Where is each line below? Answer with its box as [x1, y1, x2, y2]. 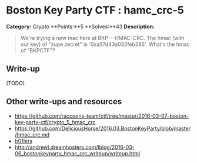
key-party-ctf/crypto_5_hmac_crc [14, 118, 96, 125]
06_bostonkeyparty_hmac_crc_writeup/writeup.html [14, 149, 140, 157]
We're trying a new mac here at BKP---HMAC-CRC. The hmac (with [20, 34, 185, 41]
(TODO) [6, 79, 25, 87]
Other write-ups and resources [6, 97, 122, 107]
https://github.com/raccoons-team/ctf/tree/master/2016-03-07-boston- [14, 112, 189, 119]
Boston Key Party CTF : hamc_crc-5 [6, 4, 184, 17]
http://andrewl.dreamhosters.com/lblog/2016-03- [14, 144, 135, 151]
